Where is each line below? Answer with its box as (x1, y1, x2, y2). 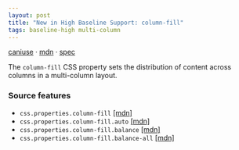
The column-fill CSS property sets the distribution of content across (8, 62, 232, 72)
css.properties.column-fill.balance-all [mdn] (19, 133, 175, 142)
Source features (8, 91, 71, 102)
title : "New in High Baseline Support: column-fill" (8, 19, 184, 27)
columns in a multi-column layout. (8, 71, 118, 80)
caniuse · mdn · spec (8, 48, 76, 57)
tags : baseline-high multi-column (8, 26, 121, 34)
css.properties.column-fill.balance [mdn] (19, 124, 161, 134)
